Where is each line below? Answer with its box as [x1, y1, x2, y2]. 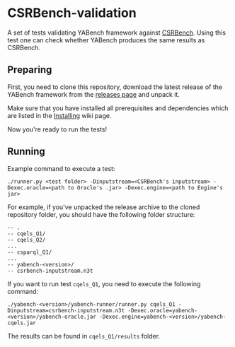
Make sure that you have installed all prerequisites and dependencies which [7, 104, 229, 112]
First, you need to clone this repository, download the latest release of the [7, 83, 223, 91]
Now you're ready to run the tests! [7, 125, 108, 134]
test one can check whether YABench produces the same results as [7, 35, 205, 44]
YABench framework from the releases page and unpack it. [7, 90, 180, 98]
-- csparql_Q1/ [7, 249, 52, 256]
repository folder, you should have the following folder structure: [7, 210, 195, 218]
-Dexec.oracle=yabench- [127, 307, 198, 314]
